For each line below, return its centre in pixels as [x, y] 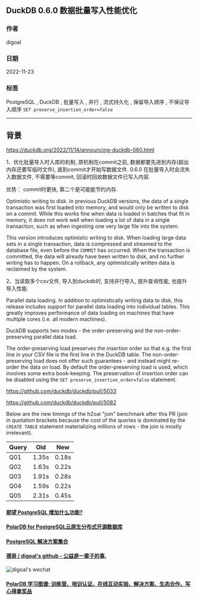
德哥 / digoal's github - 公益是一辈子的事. [56, 556]
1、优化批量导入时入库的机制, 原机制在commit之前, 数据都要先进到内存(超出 [98, 162]
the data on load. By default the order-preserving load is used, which [104, 367]
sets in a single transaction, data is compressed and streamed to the [89, 244]
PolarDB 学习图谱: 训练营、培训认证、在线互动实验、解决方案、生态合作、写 [98, 583]
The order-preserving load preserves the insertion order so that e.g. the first [99, 348]
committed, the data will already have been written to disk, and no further [95, 257]
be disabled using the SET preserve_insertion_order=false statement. [91, 380]
